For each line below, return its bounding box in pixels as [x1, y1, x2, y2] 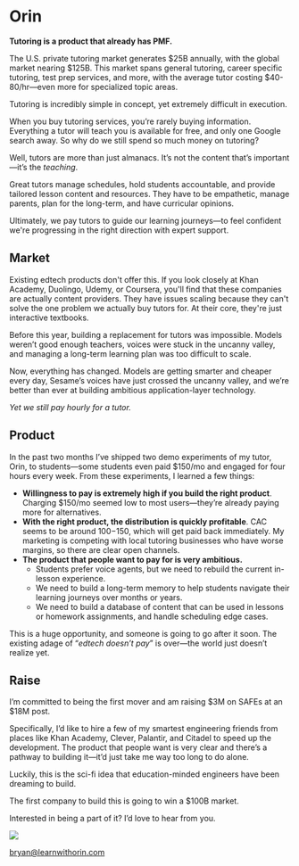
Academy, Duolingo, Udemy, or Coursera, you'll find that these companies [9, 284, 283, 294]
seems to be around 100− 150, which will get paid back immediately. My [21, 525, 285, 536]
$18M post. [9, 706, 51, 717]
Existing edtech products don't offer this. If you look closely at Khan [9, 274, 259, 285]
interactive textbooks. [9, 312, 89, 323]
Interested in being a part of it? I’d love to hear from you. [9, 813, 216, 824]
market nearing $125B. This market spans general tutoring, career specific [9, 62, 283, 73]
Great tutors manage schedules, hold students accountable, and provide [9, 178, 276, 189]
